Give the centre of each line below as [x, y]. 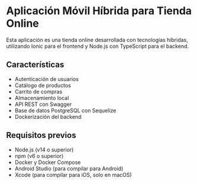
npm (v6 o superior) [39, 156]
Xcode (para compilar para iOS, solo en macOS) [73, 175]
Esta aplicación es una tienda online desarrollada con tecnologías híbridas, [97, 40]
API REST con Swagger [43, 104]
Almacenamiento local [42, 98]
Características [35, 65]
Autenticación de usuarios [46, 79]
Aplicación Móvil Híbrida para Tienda [99, 11]
